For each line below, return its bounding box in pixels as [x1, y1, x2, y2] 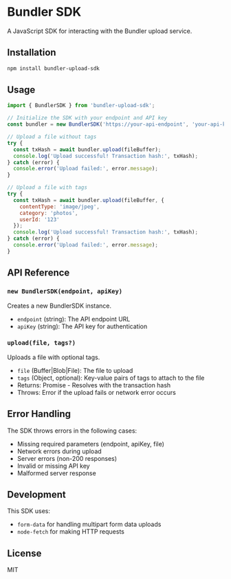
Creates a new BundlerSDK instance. [7, 302, 112, 310]
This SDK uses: [7, 507, 50, 515]
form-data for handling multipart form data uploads [16, 520, 162, 529]
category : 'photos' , [19, 209, 78, 216]
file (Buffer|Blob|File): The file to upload [16, 366, 133, 374]
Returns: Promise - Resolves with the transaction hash [16, 381, 171, 389]
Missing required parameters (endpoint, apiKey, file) [16, 440, 165, 448]
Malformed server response [16, 468, 96, 477]
